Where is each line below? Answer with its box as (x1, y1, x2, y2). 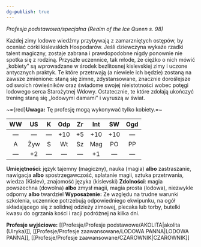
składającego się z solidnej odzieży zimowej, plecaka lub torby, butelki (6, 203, 181, 210)
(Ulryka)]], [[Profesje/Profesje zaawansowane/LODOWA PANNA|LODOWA (6, 227, 189, 234)
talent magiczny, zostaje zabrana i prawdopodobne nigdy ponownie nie (6, 49, 183, 57)
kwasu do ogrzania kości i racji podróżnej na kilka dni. (6, 209, 140, 216)
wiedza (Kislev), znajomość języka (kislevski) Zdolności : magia (6, 177, 163, 185)
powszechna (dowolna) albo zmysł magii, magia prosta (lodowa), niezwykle (6, 184, 194, 191)
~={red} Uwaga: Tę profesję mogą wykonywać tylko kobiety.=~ (6, 106, 163, 113)
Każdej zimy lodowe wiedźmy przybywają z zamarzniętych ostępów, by (6, 37, 184, 44)
